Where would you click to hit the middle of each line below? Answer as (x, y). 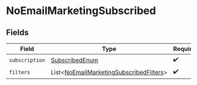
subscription (27, 60)
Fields (18, 33)
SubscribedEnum (74, 60)
